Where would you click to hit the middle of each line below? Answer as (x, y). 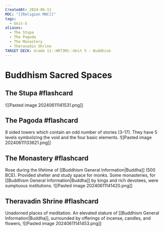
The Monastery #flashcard (47, 158)
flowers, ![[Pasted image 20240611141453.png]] (53, 223)
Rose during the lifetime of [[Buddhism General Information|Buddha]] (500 (80, 170)
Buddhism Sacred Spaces (59, 75)
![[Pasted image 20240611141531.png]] (44, 105)
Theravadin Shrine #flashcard (52, 201)
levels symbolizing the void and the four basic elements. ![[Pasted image (79, 138)
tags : (11, 19)
